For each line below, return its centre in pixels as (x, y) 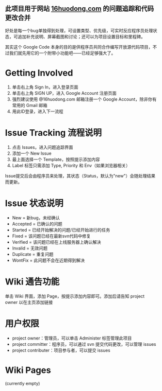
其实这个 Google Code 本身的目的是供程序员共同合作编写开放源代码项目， (79, 47)
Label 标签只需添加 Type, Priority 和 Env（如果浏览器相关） (71, 165)
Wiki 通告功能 (32, 282)
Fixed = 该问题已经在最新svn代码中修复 (51, 236)
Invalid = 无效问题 (30, 248)
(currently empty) (23, 384)
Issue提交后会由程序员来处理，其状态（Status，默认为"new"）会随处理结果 (80, 176)
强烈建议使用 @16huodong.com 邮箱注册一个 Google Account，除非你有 (84, 99)
